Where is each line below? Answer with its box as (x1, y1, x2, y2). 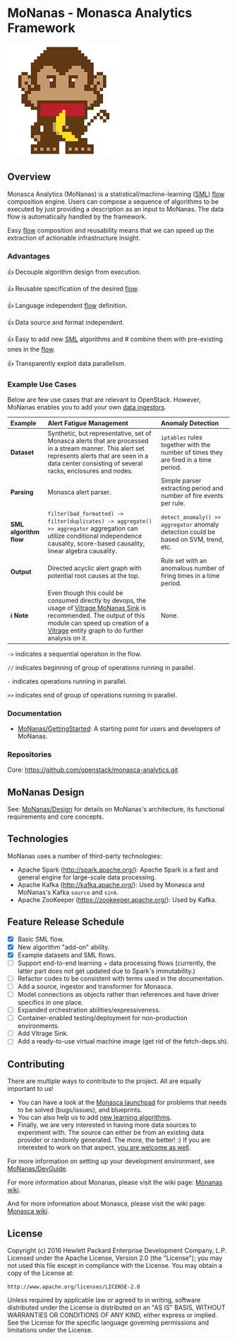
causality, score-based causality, (47, 539, 145, 548)
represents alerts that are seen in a (47, 451, 149, 461)
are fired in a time (161, 455, 212, 464)
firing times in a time (161, 571, 220, 579)
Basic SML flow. (17, 935, 65, 943)
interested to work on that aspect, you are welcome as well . (17, 1143, 191, 1152)
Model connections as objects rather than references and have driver (17, 990, 219, 998)
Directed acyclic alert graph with (47, 564, 142, 572)
